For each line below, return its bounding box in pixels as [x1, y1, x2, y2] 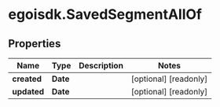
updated [12, 87, 45, 97]
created [12, 73, 42, 84]
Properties [8, 37, 61, 50]
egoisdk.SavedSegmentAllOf [8, 6, 203, 24]
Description [78, 61, 124, 71]
